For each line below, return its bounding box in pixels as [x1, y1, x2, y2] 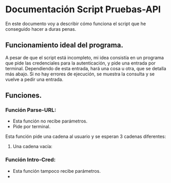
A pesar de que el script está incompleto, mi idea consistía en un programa [5, 54, 164, 60]
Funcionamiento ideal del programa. [5, 41, 123, 50]
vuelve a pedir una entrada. [5, 76, 64, 83]
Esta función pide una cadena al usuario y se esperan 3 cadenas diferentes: [5, 133, 166, 139]
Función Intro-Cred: [5, 156, 56, 164]
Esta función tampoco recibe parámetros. [12, 168, 101, 174]
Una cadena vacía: [12, 144, 53, 150]
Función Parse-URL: [5, 107, 56, 114]
